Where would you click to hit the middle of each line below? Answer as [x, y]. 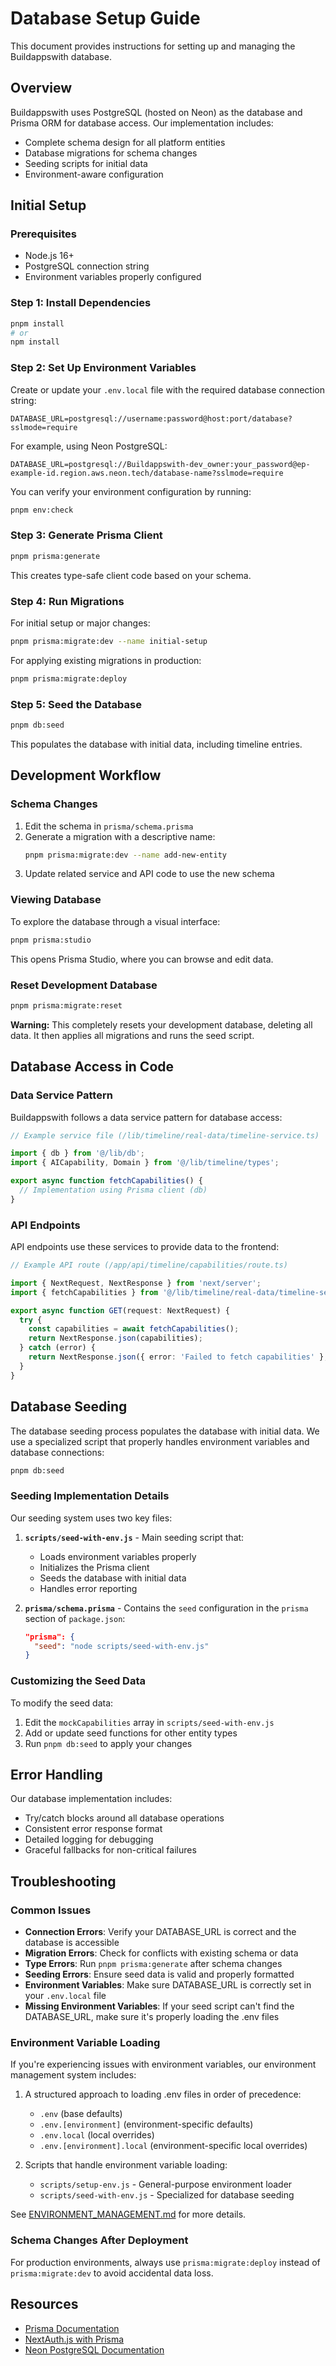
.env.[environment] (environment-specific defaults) [146, 2124]
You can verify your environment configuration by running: [131, 491]
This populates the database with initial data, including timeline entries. [156, 744]
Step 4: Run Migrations [67, 601]
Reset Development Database [84, 985]
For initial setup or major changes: [80, 623]
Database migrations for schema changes [111, 153]
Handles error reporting [88, 1588]
